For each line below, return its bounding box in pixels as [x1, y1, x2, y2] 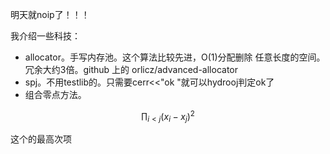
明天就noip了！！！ [10, 9, 90, 20]
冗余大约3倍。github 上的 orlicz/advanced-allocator [24, 64, 238, 75]
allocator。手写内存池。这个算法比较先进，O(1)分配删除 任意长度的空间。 [24, 51, 326, 63]
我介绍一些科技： [10, 30, 81, 42]
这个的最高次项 [10, 133, 72, 145]
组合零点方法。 [24, 89, 87, 100]
